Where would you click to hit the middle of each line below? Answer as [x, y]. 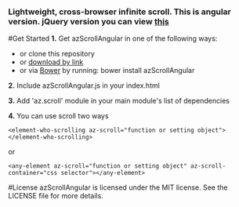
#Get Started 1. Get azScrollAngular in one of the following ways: [113, 38]
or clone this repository [57, 54]
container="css [33, 173]
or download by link [51, 62]
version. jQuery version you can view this [89, 21]
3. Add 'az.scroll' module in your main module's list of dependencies [119, 101]
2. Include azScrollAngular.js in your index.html [84, 85]
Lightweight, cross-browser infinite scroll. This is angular [119, 12]
